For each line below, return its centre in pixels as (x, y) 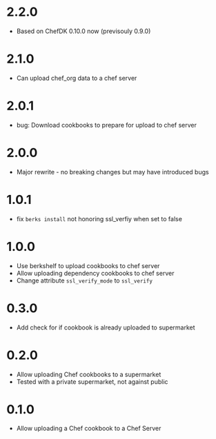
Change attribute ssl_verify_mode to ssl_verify (85, 280)
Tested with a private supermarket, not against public (92, 381)
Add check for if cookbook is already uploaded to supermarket (106, 327)
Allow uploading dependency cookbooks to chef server (95, 273)
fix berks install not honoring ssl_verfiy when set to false (99, 218)
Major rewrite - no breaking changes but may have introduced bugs (112, 172)
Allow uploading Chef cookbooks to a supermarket (89, 374)
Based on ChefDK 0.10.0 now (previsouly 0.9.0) (84, 31)
